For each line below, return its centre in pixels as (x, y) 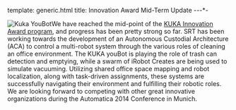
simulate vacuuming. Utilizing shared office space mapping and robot (108, 69)
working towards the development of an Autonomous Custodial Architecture (118, 39)
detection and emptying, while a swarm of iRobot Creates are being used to (117, 61)
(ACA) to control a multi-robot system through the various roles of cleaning (117, 46)
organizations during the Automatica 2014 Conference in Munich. (102, 99)
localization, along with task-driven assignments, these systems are (106, 76)
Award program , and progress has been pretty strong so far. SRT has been (116, 31)
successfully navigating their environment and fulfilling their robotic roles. (114, 84)
